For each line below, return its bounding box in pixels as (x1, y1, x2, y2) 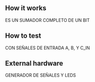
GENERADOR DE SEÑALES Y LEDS (5, 72, 76, 79)
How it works (5, 4, 47, 12)
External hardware (5, 59, 63, 68)
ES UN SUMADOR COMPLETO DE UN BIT (5, 17, 90, 23)
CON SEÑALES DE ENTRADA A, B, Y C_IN (5, 45, 90, 51)
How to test (5, 32, 41, 40)
